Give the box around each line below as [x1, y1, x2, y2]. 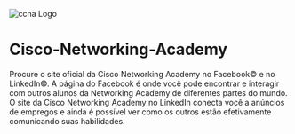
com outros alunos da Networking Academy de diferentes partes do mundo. [9, 87, 288, 98]
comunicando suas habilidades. [9, 115, 126, 126]
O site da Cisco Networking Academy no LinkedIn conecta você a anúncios [9, 97, 285, 107]
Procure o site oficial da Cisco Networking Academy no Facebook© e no [9, 68, 275, 79]
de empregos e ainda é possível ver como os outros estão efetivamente [9, 106, 272, 117]
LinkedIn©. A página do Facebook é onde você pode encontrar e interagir [9, 78, 280, 89]
